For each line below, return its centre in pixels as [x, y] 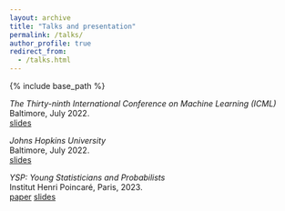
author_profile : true [51, 43]
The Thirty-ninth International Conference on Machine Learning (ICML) [143, 104]
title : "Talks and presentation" [73, 26]
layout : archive [40, 18]
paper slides [33, 197]
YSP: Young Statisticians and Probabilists [87, 177]
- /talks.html [44, 60]
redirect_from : [38, 52]
